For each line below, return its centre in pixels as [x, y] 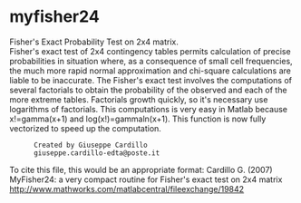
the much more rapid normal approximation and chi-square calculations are [150, 71]
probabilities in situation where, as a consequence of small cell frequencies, [151, 61]
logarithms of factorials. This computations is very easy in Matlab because [149, 109]
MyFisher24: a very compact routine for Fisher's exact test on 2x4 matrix [146, 179]
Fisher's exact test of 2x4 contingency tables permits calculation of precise [150, 51]
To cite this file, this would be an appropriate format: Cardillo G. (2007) [141, 169]
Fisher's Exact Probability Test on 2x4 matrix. [94, 42]
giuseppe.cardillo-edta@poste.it [97, 153]
